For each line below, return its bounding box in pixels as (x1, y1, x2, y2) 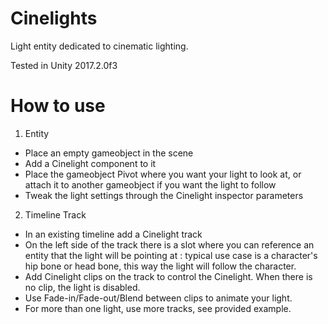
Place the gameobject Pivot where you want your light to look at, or (24, 168, 302, 180)
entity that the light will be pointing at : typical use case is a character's (24, 249, 318, 261)
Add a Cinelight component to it (24, 157, 157, 169)
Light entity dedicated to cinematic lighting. (10, 40, 189, 52)
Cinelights (10, 7, 98, 30)
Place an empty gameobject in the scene (24, 147, 194, 159)
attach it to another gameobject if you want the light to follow (24, 178, 277, 191)
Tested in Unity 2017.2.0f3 (10, 59, 118, 71)
